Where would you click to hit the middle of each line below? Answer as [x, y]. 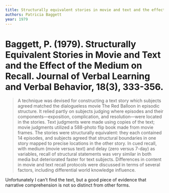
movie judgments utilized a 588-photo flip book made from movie [85, 127]
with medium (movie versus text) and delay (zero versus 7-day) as [86, 149]
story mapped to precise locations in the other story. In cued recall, [87, 143]
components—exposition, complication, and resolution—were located [90, 117]
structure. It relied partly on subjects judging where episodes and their [90, 112]
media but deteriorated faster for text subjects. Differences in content [90, 159]
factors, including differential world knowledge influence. [76, 170]
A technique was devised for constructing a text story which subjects [89, 101]
